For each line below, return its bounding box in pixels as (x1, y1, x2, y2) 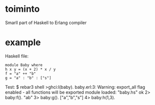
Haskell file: (5, 53, 29, 59)
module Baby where (5, 62, 43, 67)
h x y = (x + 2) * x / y (5, 67, 56, 72)
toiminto (5, 3, 40, 15)
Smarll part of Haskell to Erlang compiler (5, 20, 87, 26)
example (5, 37, 41, 48)
